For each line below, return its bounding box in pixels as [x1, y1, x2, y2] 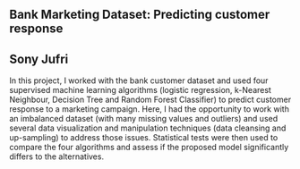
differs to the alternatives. [9, 151, 105, 162]
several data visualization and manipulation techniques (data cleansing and [9, 123, 287, 133]
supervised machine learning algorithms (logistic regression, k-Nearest [9, 85, 271, 96]
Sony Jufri [9, 51, 69, 66]
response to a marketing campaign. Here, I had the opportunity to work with [9, 104, 289, 114]
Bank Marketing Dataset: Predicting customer [9, 7, 270, 22]
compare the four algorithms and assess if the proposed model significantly [9, 142, 289, 153]
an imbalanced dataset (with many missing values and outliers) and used [9, 114, 279, 124]
